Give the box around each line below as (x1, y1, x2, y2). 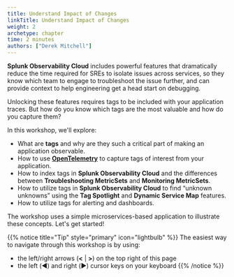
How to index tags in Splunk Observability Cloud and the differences (17, 169, 218, 177)
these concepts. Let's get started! (7, 220, 105, 227)
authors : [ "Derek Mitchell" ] (7, 43, 92, 50)
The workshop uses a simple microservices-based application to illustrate (7, 212, 220, 220)
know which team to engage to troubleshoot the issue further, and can (7, 77, 210, 84)
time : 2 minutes (7, 36, 54, 43)
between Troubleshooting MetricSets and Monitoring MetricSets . (17, 177, 211, 185)
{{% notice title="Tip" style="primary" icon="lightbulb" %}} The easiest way (7, 233, 227, 241)
